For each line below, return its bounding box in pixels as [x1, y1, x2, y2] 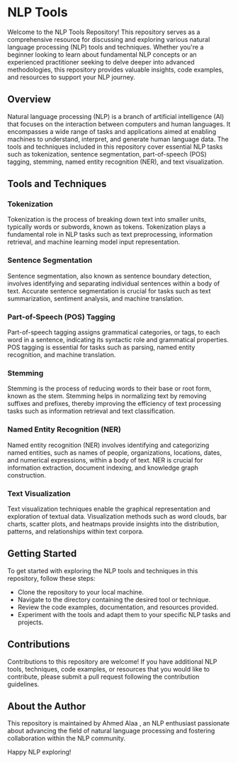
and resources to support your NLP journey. [7, 72, 136, 81]
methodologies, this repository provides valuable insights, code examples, [7, 65, 225, 74]
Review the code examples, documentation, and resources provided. [17, 603, 218, 611]
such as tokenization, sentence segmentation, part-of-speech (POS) [7, 149, 207, 158]
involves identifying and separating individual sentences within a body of [7, 279, 220, 288]
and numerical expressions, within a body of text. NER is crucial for [7, 456, 203, 464]
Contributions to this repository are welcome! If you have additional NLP [7, 657, 217, 666]
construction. [7, 470, 46, 479]
